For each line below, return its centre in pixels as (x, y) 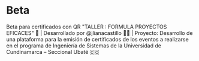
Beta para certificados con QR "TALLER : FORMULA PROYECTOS (87, 27)
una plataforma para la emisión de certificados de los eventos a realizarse (97, 39)
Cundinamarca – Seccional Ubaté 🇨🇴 (53, 52)
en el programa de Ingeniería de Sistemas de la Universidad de (84, 46)
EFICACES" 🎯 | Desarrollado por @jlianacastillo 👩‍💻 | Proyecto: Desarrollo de (99, 33)
